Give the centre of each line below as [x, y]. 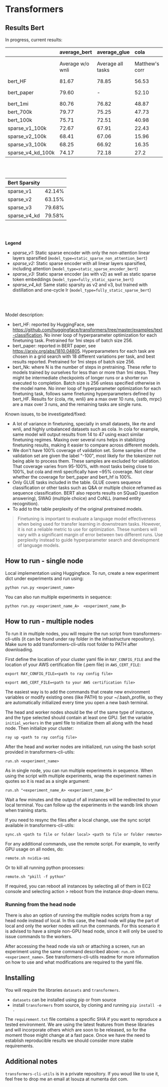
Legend [13, 243]
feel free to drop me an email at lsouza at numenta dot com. [67, 1079]
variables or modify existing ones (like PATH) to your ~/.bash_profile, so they [84, 697]
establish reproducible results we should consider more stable [69, 1040]
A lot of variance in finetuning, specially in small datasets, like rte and [84, 424]
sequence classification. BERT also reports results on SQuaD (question [85, 493]
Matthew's [147, 64]
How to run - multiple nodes [49, 622]
